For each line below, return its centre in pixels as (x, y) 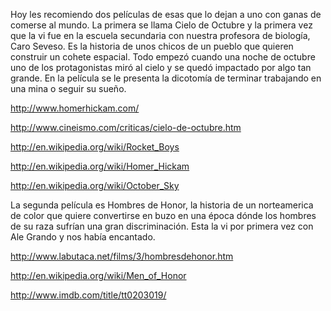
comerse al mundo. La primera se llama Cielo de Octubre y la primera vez (161, 25)
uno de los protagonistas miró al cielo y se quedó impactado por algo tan (161, 67)
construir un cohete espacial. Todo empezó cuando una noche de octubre (163, 57)
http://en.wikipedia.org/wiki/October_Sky (95, 185)
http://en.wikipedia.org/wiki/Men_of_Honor (98, 275)
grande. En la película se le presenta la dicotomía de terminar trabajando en (166, 78)
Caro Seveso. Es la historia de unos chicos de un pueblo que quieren (152, 46)
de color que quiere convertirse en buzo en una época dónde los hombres (163, 215)
